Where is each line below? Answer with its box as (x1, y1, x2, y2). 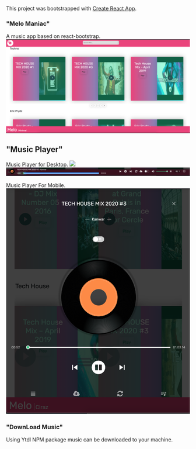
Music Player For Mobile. (6, 182, 66, 189)
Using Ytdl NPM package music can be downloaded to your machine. (6, 436, 173, 443)
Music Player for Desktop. (6, 161, 68, 168)
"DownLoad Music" (6, 423, 63, 431)
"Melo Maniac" (6, 19, 50, 27)
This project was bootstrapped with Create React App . (6, 5, 137, 12)
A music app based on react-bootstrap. (6, 33, 101, 40)
